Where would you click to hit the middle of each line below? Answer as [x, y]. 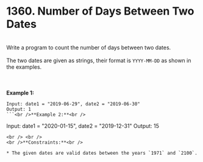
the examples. [24, 67]
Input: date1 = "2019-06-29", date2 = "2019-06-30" [73, 104]
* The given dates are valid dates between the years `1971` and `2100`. [102, 153]
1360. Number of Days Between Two [100, 11]
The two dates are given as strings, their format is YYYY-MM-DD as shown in [99, 60]
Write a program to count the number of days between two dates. [89, 48]
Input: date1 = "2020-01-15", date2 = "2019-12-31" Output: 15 [83, 125]
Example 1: [20, 93]
